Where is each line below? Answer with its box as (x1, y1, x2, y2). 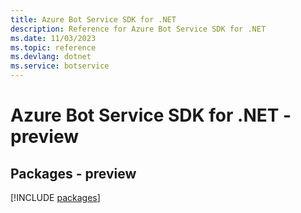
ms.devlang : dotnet (10, 52, 92, 62)
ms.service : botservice (10, 61, 110, 71)
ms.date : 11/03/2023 (10, 33, 97, 43)
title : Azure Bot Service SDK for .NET (10, 14, 177, 25)
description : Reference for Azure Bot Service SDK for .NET (10, 24, 267, 34)
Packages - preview (10, 165, 137, 182)
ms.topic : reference (10, 42, 97, 53)
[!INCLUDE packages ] (10, 192, 101, 203)
